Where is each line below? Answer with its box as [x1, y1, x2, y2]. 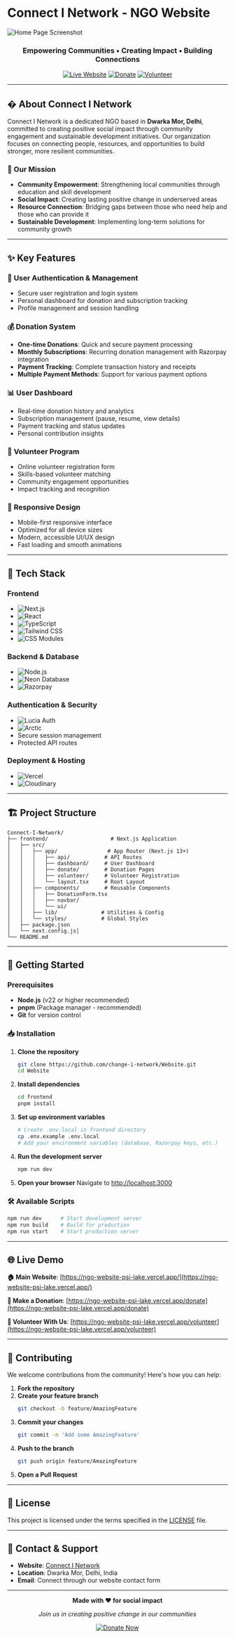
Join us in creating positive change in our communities [38, 1610, 197, 1618]
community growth [17, 225, 72, 233]
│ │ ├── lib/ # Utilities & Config [7, 909, 164, 916]
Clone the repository [17, 1047, 79, 1056]
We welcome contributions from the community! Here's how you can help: [7, 1371, 222, 1379]
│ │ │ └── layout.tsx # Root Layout [7, 878, 145, 885]
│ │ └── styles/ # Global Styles [7, 915, 149, 922]
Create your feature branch [17, 1392, 99, 1400]
